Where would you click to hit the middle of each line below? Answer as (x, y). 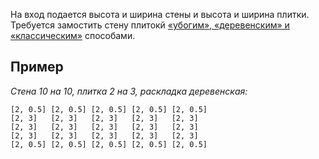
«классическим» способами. (73, 35)
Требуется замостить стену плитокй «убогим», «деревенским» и (150, 25)
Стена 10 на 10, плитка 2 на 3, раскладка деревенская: (129, 91)
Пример (37, 67)
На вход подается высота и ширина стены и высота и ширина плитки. (160, 14)
